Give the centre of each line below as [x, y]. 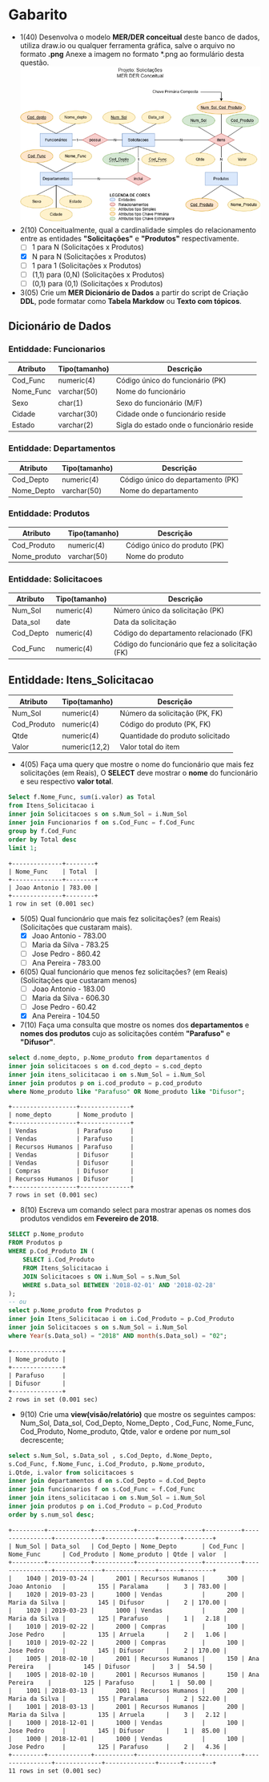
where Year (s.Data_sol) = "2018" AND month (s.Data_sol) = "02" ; [118, 1336]
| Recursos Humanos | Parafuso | [71, 1147]
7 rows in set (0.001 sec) [53, 1195]
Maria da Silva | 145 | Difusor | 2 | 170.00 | [118, 1602]
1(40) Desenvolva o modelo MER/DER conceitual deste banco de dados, [140, 37]
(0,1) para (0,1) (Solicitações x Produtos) [97, 283]
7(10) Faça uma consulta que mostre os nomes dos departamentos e [134, 1025]
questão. [34, 63]
